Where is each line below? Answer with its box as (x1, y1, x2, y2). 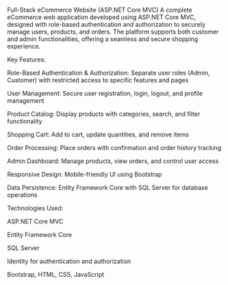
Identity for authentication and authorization (7, 257, 131, 265)
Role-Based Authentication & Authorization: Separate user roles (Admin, (7, 69, 210, 77)
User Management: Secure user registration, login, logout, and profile (7, 89, 203, 97)
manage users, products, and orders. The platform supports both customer (7, 27, 219, 36)
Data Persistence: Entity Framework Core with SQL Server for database (7, 184, 209, 191)
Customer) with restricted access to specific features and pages (7, 76, 189, 84)
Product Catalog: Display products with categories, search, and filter (7, 110, 201, 118)
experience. (7, 42, 41, 50)
